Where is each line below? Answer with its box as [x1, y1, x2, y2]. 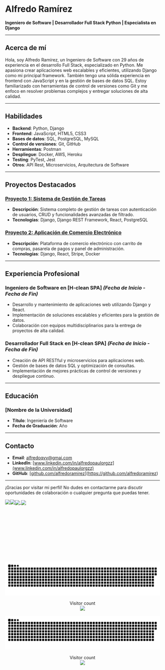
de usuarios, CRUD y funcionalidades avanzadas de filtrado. [12, 212, 134, 218]
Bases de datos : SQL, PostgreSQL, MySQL [12, 136, 99, 141]
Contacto [5, 442, 34, 450]
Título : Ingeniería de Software [12, 418, 73, 423]
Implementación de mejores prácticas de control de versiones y [12, 367, 141, 374]
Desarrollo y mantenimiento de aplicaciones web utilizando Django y [12, 302, 151, 307]
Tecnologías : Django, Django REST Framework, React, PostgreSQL [12, 217, 148, 223]
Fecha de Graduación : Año [12, 423, 68, 429]
